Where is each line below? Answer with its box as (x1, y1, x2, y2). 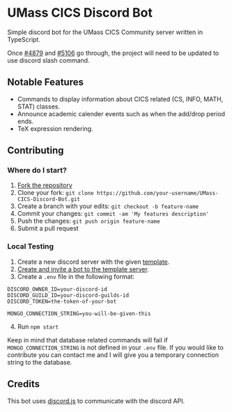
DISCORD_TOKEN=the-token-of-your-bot (7, 298, 117, 305)
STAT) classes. (17, 102, 61, 111)
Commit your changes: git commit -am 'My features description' (17, 209, 210, 218)
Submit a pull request (17, 224, 79, 232)
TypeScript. (7, 35, 40, 43)
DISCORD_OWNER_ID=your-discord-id (7, 285, 108, 293)
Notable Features (7, 77, 84, 88)
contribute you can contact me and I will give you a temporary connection (7, 350, 219, 359)
